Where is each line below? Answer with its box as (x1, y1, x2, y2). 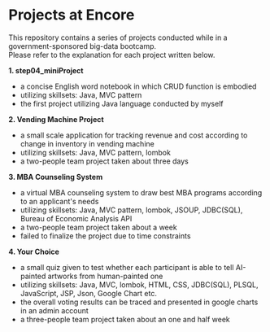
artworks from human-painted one (47, 271, 163, 281)
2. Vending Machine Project (8, 114, 104, 124)
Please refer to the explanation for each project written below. (8, 50, 216, 59)
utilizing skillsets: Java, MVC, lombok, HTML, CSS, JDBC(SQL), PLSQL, (20, 279, 259, 290)
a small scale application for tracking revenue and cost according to (20, 130, 248, 140)
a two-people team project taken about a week (20, 222, 177, 232)
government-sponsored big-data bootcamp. (8, 41, 157, 50)
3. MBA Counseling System (8, 172, 103, 181)
